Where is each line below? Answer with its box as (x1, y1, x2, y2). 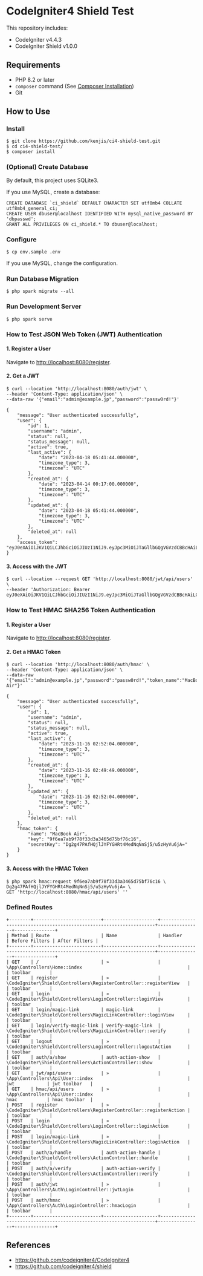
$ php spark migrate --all (6, 289, 74, 295)
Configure (6, 235, 37, 243)
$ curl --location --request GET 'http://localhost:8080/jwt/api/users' (6, 576, 193, 582)
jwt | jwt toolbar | (6, 1081, 94, 1087)
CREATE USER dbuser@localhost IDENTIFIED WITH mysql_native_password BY (6, 211, 193, 217)
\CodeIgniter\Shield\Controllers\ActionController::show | (6, 1059, 190, 1065)
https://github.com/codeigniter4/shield (14, 1263, 112, 1270)
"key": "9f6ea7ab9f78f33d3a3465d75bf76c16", (28, 836, 142, 842)
